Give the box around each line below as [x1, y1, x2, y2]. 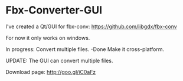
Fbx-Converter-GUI [5, 4, 103, 17]
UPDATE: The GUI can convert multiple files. [5, 57, 113, 64]
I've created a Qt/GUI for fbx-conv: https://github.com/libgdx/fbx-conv [5, 23, 178, 30]
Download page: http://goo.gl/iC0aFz [5, 68, 96, 75]
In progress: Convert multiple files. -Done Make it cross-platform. [5, 45, 165, 53]
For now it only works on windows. [5, 34, 90, 41]
